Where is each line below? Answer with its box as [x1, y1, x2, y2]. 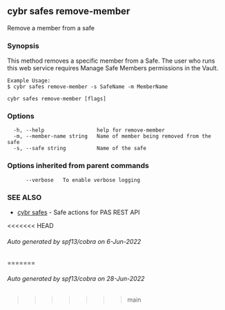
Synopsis [7, 41, 39, 50]
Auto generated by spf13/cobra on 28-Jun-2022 [7, 274, 145, 282]
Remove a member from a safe [7, 23, 95, 32]
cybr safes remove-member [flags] [7, 96, 107, 103]
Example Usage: [7, 77, 51, 85]
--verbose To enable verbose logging [25, 176, 140, 183]
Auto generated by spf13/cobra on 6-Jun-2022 [7, 237, 141, 245]
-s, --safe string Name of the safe [13, 145, 147, 152]
